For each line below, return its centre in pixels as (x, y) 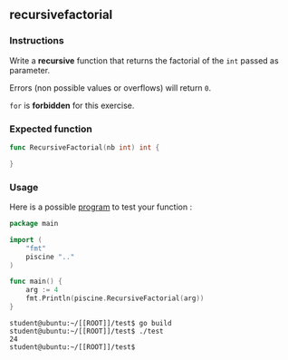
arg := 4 (42, 290)
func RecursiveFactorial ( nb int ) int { (85, 147)
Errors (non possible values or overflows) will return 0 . (110, 88)
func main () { (36, 282)
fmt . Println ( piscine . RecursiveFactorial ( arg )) (115, 298)
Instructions (37, 41)
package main (34, 224)
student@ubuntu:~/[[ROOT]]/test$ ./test (87, 331)
